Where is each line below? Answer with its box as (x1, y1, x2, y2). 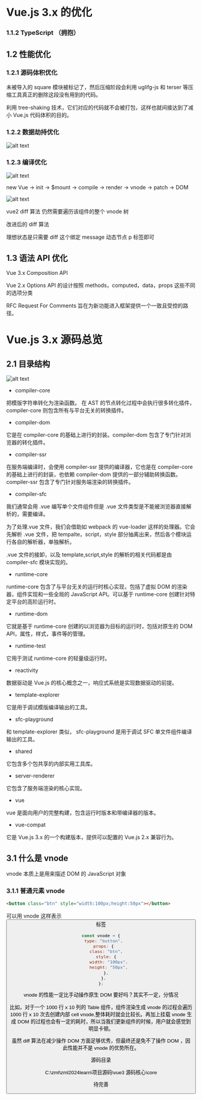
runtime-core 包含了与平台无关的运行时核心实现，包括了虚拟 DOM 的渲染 (6, 583, 188, 591)
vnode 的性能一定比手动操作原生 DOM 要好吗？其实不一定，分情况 (23, 992, 179, 998)
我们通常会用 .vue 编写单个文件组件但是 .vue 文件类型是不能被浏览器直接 (6, 503, 186, 510)
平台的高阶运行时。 (11, 598, 59, 606)
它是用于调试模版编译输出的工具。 (6, 703, 91, 711)
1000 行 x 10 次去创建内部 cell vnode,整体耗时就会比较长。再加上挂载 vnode (10, 1011, 186, 1017)
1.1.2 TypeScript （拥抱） (6, 28, 80, 37)
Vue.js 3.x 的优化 (6, 5, 92, 19)
